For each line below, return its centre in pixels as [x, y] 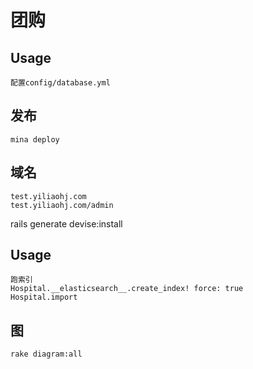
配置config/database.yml [60, 83]
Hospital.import [44, 297]
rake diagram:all [46, 354]
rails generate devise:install [66, 223]
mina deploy [35, 139]
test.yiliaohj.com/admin [62, 205]
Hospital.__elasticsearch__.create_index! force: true [127, 289]
